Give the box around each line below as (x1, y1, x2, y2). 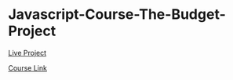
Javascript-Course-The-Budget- (8, 5, 226, 24)
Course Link (8, 63, 47, 72)
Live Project (8, 48, 47, 57)
